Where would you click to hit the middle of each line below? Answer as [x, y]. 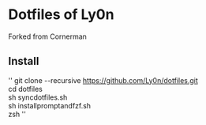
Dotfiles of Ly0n [61, 15]
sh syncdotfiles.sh [38, 97]
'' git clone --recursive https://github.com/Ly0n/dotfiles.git [103, 80]
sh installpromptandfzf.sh [50, 105]
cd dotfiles [26, 89]
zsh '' [17, 114]
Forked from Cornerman [47, 36]
